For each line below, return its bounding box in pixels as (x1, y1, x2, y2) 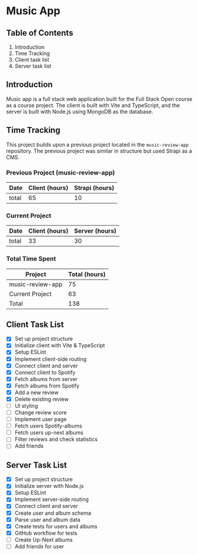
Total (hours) (68, 270, 106, 278)
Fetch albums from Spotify (14, 382, 80, 389)
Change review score (14, 409, 67, 416)
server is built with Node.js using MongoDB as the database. (6, 108, 154, 115)
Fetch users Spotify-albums (14, 423, 83, 430)
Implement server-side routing (14, 496, 89, 503)
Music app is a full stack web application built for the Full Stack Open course (6, 95, 193, 102)
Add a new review (14, 389, 59, 396)
